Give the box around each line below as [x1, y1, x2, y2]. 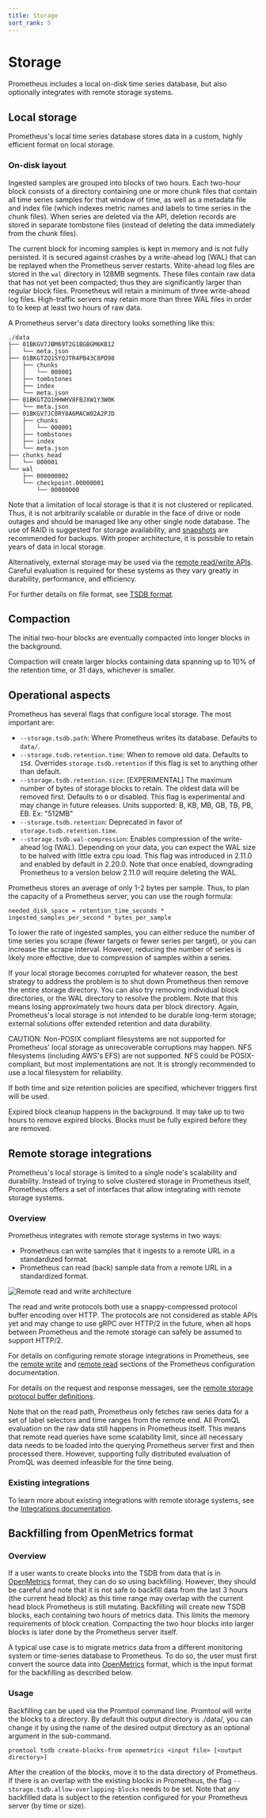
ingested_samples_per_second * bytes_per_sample [8, 914, 172, 922]
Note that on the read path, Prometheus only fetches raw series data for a [8, 1407, 249, 1416]
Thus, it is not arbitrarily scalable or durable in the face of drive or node [8, 508, 241, 517]
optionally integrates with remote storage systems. [8, 88, 174, 97]
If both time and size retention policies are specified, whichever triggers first [8, 1083, 257, 1093]
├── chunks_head [8, 451, 62, 459]
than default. [19, 767, 62, 776]
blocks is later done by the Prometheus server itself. [8, 1627, 178, 1637]
